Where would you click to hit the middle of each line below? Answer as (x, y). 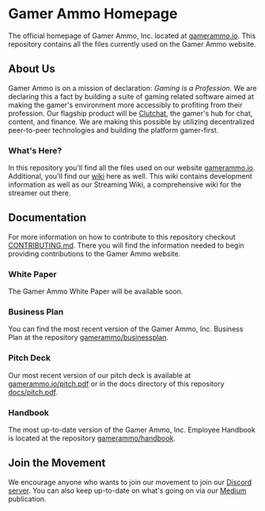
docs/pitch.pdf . (33, 392)
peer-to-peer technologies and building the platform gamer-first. (114, 130)
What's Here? (35, 150)
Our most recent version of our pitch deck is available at (100, 375)
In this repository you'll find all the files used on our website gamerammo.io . (132, 168)
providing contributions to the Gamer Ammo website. (95, 253)
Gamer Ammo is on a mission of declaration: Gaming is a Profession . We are (132, 88)
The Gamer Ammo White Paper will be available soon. (96, 291)
